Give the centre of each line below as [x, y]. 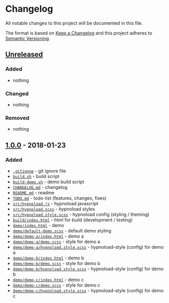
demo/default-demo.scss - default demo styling [62, 230]
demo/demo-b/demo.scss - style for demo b [57, 263]
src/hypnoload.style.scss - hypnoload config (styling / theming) [81, 214]
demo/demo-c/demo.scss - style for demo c [56, 285]
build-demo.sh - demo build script [48, 182]
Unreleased [24, 55]
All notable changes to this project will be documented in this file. [74, 23]
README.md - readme [34, 192]
